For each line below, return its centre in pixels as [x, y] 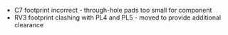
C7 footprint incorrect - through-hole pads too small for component [113, 10]
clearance [29, 25]
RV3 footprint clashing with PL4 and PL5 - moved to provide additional [118, 17]
